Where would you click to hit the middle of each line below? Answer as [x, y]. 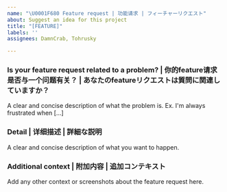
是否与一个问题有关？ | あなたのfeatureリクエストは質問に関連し [114, 81]
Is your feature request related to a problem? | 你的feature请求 [112, 70]
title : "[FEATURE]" [35, 26]
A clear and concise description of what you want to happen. [93, 147]
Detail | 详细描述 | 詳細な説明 [55, 132]
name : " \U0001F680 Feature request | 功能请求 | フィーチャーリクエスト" [107, 13]
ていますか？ [28, 91]
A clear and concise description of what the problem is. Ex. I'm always [106, 106]
